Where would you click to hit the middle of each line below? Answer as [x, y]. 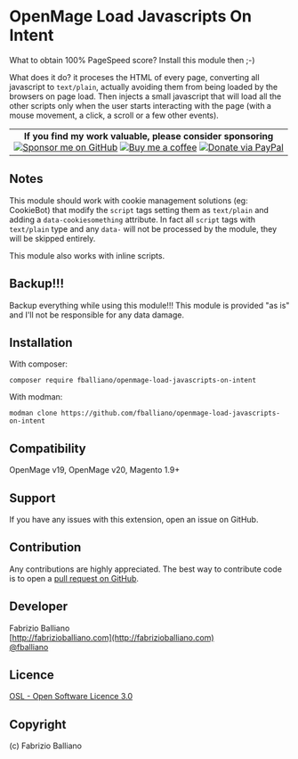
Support [32, 498]
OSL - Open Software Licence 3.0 [71, 697]
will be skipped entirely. [52, 238]
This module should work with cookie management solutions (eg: [129, 200]
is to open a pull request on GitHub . [74, 578]
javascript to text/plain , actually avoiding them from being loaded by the [144, 87]
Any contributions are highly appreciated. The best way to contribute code [146, 569]
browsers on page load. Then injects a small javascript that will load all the [145, 96]
